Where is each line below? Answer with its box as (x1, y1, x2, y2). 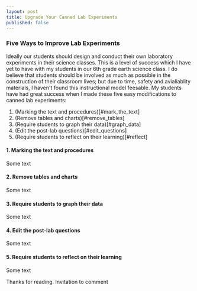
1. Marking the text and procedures (6, 147, 94, 154)
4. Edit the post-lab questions (6, 227, 81, 234)
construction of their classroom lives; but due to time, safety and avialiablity (6, 77, 191, 85)
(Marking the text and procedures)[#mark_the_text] (14, 108, 140, 115)
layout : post (6, 8, 38, 15)
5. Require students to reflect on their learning (6, 254, 122, 261)
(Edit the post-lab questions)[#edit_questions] (14, 127, 127, 134)
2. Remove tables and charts (6, 173, 78, 180)
